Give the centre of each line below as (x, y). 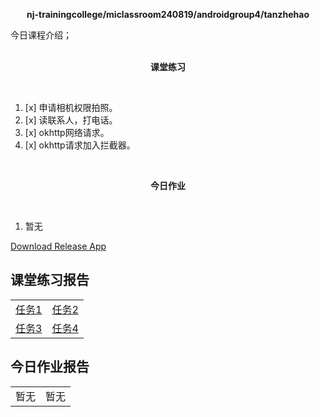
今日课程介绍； (41, 35)
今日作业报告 (50, 367)
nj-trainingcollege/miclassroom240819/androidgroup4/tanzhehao (168, 14)
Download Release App (58, 246)
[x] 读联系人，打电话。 (71, 120)
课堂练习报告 (50, 280)
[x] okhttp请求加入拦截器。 (80, 145)
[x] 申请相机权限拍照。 (71, 107)
